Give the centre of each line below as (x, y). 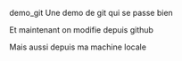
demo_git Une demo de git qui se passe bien (91, 13)
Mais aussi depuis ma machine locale (78, 47)
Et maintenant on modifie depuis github (82, 30)
